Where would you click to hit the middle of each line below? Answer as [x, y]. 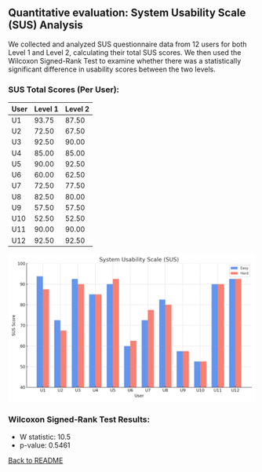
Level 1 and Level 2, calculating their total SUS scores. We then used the [125, 52]
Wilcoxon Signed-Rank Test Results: [79, 419]
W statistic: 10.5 [45, 437]
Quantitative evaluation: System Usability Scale [127, 13]
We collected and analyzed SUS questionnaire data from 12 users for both [127, 44]
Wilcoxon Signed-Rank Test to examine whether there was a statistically [125, 60]
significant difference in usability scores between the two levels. [112, 69]
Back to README [36, 460]
